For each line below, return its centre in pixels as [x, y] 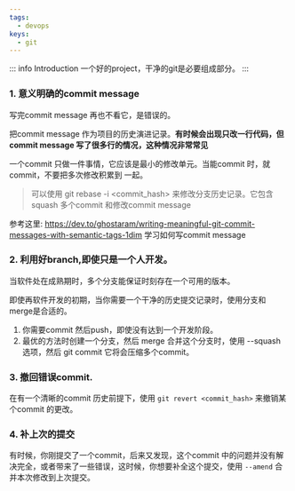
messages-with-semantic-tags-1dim [76, 234]
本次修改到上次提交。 [56, 478]
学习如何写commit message [195, 234]
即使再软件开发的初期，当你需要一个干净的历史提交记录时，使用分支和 [138, 299]
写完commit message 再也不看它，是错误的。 [92, 115]
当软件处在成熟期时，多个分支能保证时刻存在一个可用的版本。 [122, 281]
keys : [19, 34]
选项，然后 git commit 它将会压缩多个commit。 [108, 352]
